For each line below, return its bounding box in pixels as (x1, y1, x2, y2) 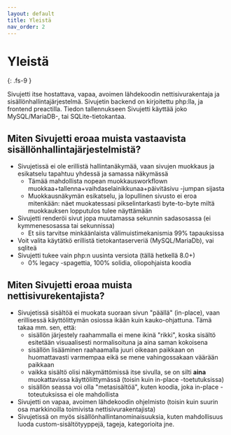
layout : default (7, 10, 55, 17)
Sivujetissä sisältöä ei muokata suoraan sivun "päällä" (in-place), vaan (17, 308, 220, 317)
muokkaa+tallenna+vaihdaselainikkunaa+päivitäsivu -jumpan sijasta (27, 185, 225, 193)
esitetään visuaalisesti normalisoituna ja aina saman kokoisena (27, 338, 208, 346)
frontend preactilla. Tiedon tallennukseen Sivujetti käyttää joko (7, 105, 188, 113)
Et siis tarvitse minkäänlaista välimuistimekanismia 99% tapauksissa (27, 229, 225, 238)
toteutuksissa (27, 390, 67, 399)
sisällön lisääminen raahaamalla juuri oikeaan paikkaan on (27, 345, 195, 354)
